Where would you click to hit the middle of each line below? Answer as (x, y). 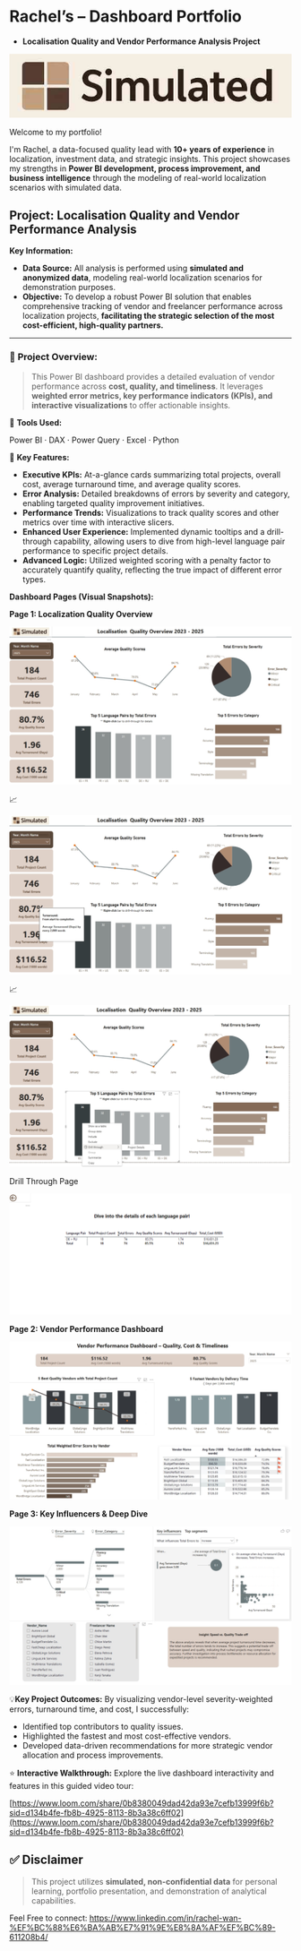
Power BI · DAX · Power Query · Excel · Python (94, 440)
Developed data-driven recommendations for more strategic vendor (147, 1745)
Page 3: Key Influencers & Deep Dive (79, 1514)
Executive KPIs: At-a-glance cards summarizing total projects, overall (151, 474)
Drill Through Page (44, 1182)
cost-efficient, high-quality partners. (93, 325)
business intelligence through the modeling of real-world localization (138, 177)
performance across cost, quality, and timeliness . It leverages (147, 386)
